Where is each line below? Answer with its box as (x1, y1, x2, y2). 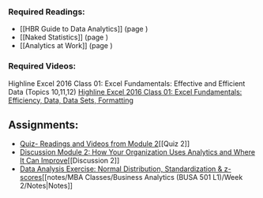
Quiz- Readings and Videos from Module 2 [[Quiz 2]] (19, 139, 190, 148)
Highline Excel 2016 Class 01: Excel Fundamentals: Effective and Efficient (8, 78, 246, 88)
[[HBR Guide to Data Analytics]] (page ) (19, 24, 148, 34)
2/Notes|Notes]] (19, 181, 73, 191)
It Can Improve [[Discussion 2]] (19, 156, 120, 166)
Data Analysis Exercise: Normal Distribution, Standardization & (19, 164, 223, 174)
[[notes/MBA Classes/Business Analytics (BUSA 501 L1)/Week (42, 173, 243, 182)
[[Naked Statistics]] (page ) (19, 32, 109, 42)
